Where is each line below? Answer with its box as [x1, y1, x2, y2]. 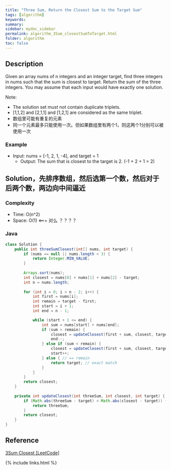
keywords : [5, 17, 26, 22]
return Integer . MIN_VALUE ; [32, 256, 90, 261]
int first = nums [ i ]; [32, 294, 79, 299]
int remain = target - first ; [32, 299, 97, 304]
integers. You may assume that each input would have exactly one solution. [5, 84, 163, 90]
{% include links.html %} [5, 459, 57, 465]
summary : [5, 21, 24, 27]
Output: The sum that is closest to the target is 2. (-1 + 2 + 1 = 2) [20, 158, 155, 164]
